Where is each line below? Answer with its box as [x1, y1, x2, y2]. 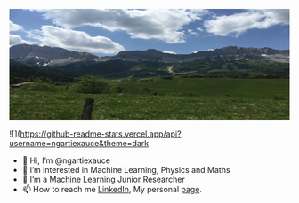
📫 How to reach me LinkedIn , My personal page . [21, 184, 203, 194]
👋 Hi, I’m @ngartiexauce [21, 155, 111, 166]
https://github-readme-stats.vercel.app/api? [20, 129, 182, 139]
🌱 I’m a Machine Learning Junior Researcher [21, 174, 185, 184]
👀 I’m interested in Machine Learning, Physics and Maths [21, 165, 230, 175]
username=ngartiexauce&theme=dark [9, 138, 149, 148]
